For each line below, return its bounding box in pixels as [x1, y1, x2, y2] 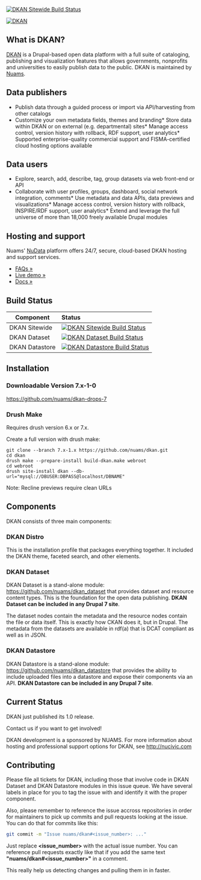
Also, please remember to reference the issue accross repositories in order [6, 807, 193, 814]
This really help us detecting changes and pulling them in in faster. [6, 867, 171, 874]
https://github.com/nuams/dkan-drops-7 [6, 395, 107, 402]
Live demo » [14, 272, 46, 279]
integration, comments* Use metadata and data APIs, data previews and [14, 195, 194, 202]
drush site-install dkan [6, 469, 69, 475]
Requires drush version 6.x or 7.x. [6, 424, 89, 431]
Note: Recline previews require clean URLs [6, 484, 113, 491]
